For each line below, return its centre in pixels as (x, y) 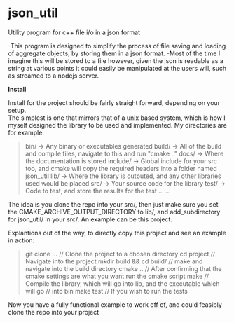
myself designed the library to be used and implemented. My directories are (117, 125)
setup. (17, 110)
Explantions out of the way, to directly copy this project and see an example (117, 233)
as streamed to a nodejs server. (54, 76)
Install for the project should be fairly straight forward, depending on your (114, 102)
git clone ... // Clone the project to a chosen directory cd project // (120, 254)
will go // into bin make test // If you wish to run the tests (106, 291)
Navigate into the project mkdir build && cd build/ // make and (114, 261)
